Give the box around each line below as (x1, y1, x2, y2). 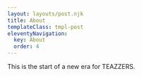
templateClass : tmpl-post (7, 23, 83, 30)
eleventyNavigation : (7, 30, 69, 37)
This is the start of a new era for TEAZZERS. (7, 63, 136, 70)
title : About (7, 17, 46, 24)
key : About (13, 37, 46, 44)
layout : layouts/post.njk (7, 10, 83, 18)
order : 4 (13, 43, 40, 50)
